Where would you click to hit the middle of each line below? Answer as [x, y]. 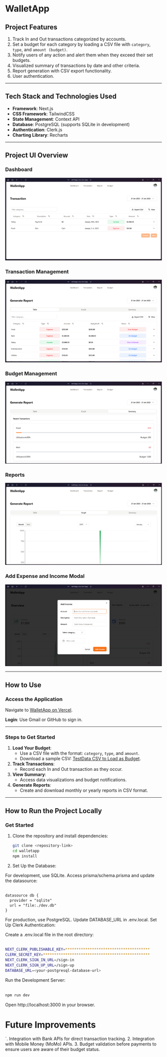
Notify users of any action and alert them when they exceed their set [83, 55]
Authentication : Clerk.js [37, 130]
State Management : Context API [46, 119]
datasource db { [22, 895]
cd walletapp [26, 851]
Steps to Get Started [30, 737]
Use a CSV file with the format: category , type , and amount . [80, 753]
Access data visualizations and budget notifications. [73, 780]
